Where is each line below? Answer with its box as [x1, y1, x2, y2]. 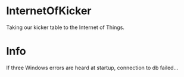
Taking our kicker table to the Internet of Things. [6, 24, 125, 31]
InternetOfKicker [6, 4, 92, 18]
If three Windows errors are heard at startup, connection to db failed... [6, 64, 179, 71]
